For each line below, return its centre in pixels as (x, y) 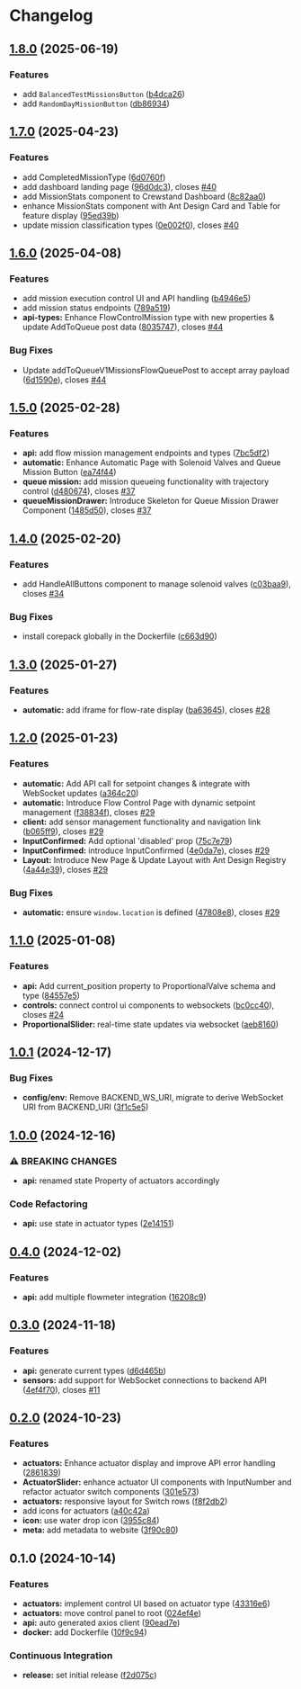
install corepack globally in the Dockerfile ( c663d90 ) (120, 636)
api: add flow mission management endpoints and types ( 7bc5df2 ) (146, 453)
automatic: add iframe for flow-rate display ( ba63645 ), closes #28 (146, 710)
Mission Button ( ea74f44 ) (69, 472)
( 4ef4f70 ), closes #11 (61, 1389)
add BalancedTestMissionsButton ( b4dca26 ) (104, 94)
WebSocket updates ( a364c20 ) (80, 793)
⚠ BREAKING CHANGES (63, 1161)
